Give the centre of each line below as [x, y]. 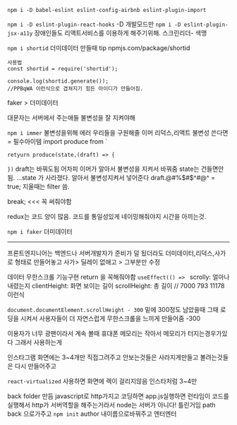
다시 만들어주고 [35, 366]
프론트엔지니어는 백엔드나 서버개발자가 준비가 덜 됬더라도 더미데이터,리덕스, [111, 253]
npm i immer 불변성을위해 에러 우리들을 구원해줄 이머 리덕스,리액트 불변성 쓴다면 [118, 133]
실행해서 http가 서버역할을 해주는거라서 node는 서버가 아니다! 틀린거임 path [112, 405]
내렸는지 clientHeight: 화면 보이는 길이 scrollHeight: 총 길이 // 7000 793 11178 [116, 286]
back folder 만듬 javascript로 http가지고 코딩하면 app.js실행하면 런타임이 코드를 [118, 396]
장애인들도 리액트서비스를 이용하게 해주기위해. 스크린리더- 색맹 [121, 33]
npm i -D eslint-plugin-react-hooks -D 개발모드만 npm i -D [94, 24]
